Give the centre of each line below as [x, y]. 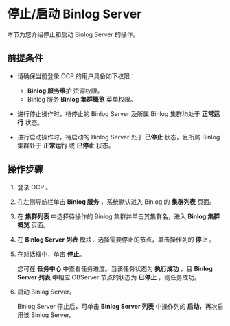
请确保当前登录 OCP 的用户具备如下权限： [76, 75]
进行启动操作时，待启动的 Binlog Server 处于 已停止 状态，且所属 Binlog [118, 137]
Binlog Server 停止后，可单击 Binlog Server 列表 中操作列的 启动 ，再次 [117, 306]
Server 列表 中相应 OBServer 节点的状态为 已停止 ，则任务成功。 [108, 277]
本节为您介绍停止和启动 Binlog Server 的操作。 [73, 34]
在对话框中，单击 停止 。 [51, 254]
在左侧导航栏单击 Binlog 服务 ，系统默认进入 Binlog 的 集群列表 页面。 [116, 201]
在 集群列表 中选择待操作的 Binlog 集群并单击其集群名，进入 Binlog [112, 216]
